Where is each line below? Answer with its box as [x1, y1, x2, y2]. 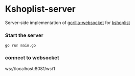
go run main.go [5, 43, 36, 48]
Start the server [5, 32, 44, 39]
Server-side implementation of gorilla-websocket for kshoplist [5, 20, 131, 25]
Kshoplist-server [5, 3, 76, 15]
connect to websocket [5, 54, 60, 61]
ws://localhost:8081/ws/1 [5, 65, 55, 72]
